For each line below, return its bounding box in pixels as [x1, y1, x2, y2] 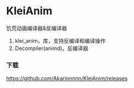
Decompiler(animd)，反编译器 [14, 45, 89, 52]
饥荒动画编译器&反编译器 [6, 24, 67, 32]
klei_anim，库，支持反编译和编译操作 [14, 37, 106, 44]
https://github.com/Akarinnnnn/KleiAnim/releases [6, 75, 128, 82]
